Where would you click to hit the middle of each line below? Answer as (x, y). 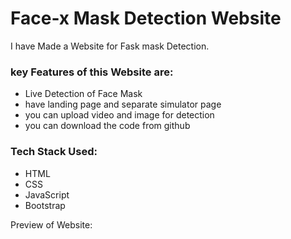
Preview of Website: (51, 224)
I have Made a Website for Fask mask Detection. (110, 46)
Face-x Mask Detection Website (146, 18)
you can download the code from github (107, 126)
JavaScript (47, 194)
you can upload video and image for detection (119, 115)
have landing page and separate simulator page (123, 104)
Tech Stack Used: (54, 152)
